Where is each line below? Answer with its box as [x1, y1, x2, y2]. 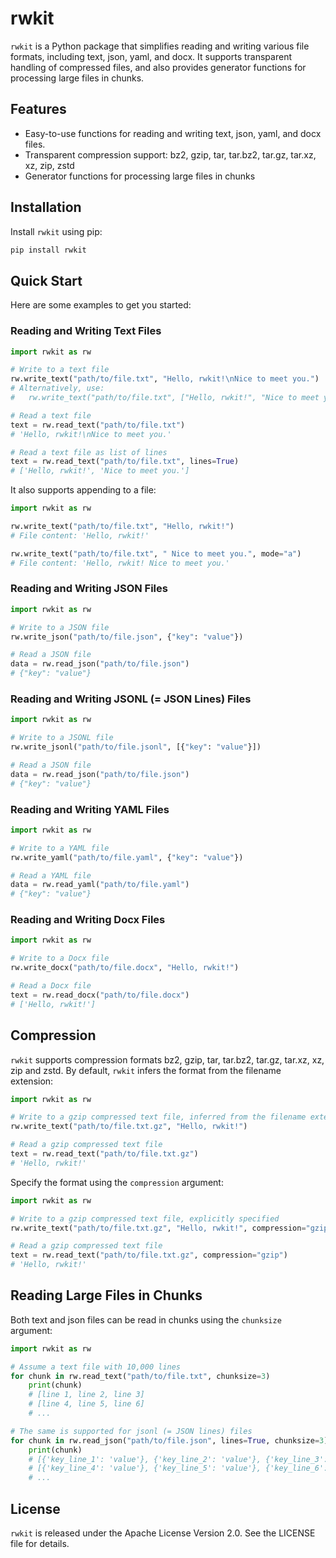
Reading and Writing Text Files [10, 324, 162, 338]
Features [10, 101, 67, 118]
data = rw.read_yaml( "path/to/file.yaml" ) [10, 880, 190, 890]
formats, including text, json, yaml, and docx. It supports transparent [10, 50, 292, 62]
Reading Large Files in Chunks [10, 1287, 203, 1304]
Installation [10, 199, 82, 216]
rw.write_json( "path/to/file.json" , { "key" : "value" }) [10, 632, 244, 642]
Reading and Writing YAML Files [10, 802, 170, 816]
